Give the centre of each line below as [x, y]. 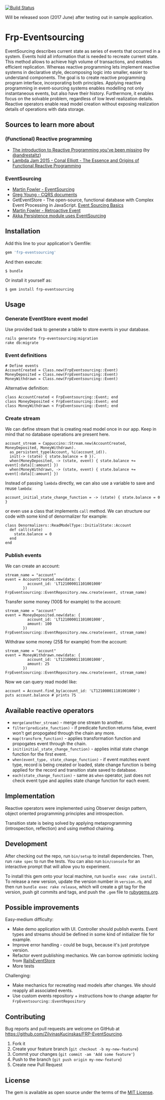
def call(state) [26, 530]
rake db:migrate [22, 343]
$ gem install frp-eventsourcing [40, 289]
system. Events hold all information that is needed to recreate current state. [82, 56]
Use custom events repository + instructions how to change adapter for [85, 996]
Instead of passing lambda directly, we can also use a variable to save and [80, 483]
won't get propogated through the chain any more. [63, 733]
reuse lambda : [19, 488]
